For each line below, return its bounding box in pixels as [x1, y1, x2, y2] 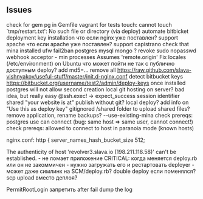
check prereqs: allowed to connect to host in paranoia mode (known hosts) [6, 124, 194, 131]
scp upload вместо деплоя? [6, 173, 78, 181]
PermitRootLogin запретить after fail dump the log [6, 186, 132, 193]
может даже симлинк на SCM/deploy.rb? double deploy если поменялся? [6, 167, 196, 175]
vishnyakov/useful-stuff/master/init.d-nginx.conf [6, 72, 128, 80]
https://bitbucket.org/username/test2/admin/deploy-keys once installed [6, 79, 186, 86]
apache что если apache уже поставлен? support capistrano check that [6, 40, 190, 47]
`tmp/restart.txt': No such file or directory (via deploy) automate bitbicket [6, 27, 189, 35]
